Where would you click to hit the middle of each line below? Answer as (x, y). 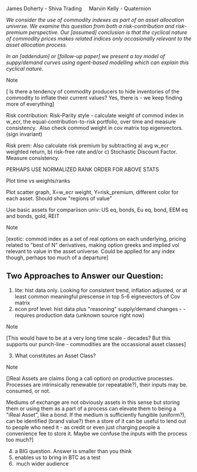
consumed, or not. (29, 391)
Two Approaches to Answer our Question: (85, 276)
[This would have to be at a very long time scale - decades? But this (88, 338)
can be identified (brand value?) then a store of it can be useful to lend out (96, 421)
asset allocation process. (37, 45)
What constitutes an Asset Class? (55, 356)
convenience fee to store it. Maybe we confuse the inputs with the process (97, 433)
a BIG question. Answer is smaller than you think (73, 451)
